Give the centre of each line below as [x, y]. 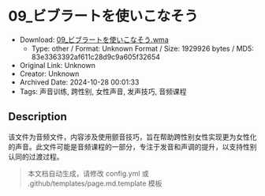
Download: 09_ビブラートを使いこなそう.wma [94, 40]
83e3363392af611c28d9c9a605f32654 [95, 57]
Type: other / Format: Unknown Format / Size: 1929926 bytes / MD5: [142, 48]
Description [37, 117]
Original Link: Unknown [58, 65]
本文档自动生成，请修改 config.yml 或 [88, 173]
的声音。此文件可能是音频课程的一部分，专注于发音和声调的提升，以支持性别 [132, 146]
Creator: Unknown [49, 73]
